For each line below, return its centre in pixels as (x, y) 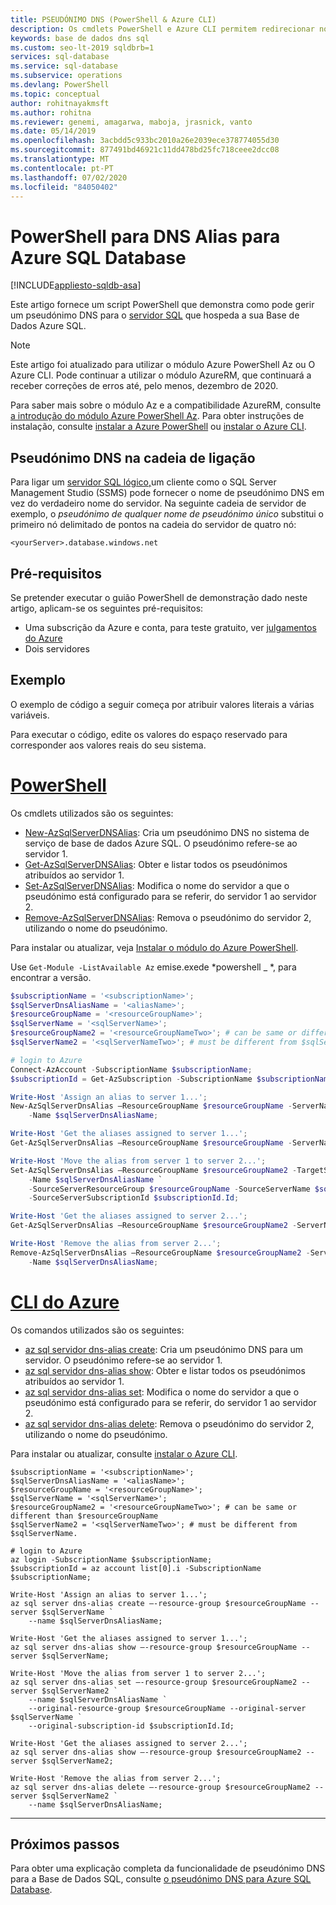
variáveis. (30, 715)
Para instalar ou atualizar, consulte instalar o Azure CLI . (124, 1453)
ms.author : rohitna (51, 112)
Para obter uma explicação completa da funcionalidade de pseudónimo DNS (168, 1868)
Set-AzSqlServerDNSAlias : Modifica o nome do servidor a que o (157, 885)
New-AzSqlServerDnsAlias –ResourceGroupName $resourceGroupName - (151, 1106)
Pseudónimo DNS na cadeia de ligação (133, 457)
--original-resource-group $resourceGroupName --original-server (167, 1708)
